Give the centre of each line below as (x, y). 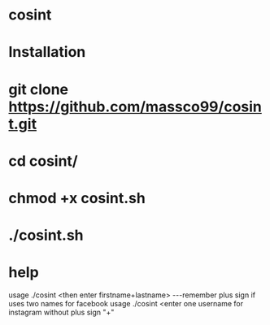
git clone (39, 89)
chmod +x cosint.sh (77, 198)
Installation (47, 52)
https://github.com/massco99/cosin (135, 106)
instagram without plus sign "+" (61, 312)
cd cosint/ (44, 161)
